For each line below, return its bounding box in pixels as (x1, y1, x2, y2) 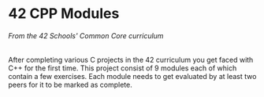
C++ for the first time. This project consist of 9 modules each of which (8, 63, 237, 73)
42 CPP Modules (8, 5, 120, 23)
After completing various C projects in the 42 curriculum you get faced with (8, 56, 254, 65)
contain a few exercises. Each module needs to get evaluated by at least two (8, 72, 257, 81)
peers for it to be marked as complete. (8, 80, 132, 90)
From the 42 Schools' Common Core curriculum (8, 31, 164, 40)
